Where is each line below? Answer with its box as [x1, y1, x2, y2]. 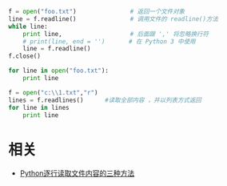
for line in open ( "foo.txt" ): [8, 67, 110, 75]
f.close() [8, 52, 42, 60]
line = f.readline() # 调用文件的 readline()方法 [8, 14, 218, 23]
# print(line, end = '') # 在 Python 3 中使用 [22, 37, 196, 46]
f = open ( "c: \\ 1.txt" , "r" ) [8, 88, 98, 96]
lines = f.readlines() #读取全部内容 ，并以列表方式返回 [8, 96, 201, 104]
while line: [8, 22, 48, 30]
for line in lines [8, 103, 70, 111]
